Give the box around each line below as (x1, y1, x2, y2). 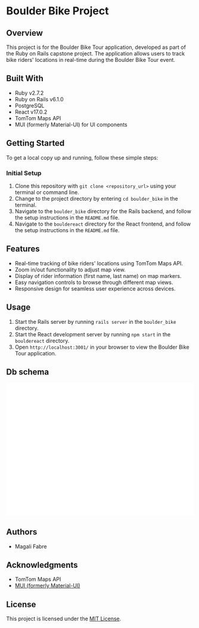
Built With (6, 73, 43, 84)
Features (6, 244, 40, 254)
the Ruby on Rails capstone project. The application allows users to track (6, 50, 185, 57)
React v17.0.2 (14, 108, 48, 115)
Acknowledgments (6, 560, 79, 570)
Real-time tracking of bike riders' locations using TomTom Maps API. (14, 260, 184, 267)
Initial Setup (6, 168, 42, 177)
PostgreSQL (14, 102, 45, 109)
